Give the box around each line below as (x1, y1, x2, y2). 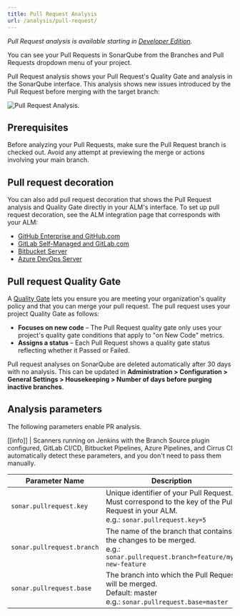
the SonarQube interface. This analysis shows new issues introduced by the (7, 79, 231, 88)
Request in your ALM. (106, 505, 178, 515)
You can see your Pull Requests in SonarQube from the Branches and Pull (7, 51, 224, 59)
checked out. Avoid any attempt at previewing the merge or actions (7, 148, 205, 157)
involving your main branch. (7, 156, 89, 164)
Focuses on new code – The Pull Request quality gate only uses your (17, 323, 222, 332)
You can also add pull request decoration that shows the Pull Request (7, 196, 212, 204)
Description (151, 475, 192, 485)
